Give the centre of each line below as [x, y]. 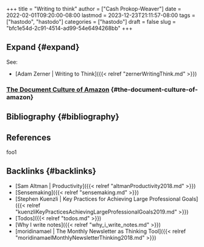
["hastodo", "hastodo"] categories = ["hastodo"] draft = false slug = [91, 22]
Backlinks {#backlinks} [51, 171]
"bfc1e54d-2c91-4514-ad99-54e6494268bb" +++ [69, 28]
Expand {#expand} [43, 47]
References [29, 137]
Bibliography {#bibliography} [63, 117]
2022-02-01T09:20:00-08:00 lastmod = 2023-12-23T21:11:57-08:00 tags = [101, 15]
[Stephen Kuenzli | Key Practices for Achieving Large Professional [98, 199]
